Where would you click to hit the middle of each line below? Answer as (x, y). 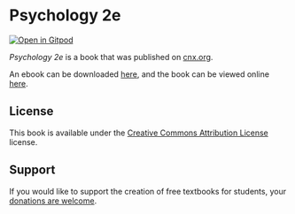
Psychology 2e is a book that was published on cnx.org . (111, 57)
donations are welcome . (53, 201)
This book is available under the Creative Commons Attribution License (139, 133)
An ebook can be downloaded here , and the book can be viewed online (140, 74)
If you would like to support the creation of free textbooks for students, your (147, 191)
